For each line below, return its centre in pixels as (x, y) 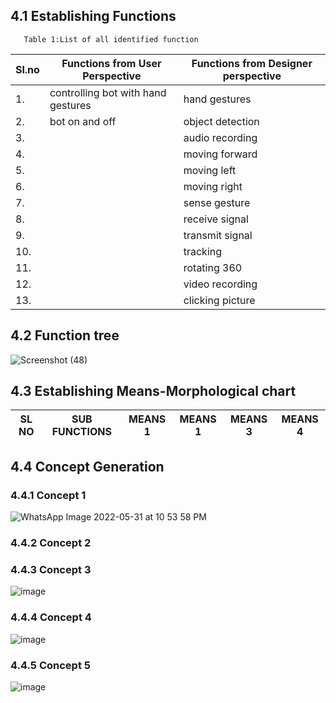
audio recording (220, 137)
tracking (203, 251)
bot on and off (83, 121)
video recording (220, 284)
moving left (210, 170)
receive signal (216, 219)
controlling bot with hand (108, 92)
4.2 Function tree (65, 335)
